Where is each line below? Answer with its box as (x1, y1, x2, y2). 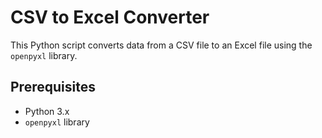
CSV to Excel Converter (10, 6, 210, 29)
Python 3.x (24, 105, 70, 117)
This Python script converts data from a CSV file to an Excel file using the (10, 39, 313, 51)
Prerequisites (10, 79, 96, 96)
